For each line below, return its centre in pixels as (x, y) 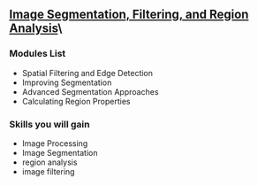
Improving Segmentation (67, 82)
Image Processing (55, 143)
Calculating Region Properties (76, 101)
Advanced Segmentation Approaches (90, 91)
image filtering (48, 171)
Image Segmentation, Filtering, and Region (129, 15)
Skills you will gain (49, 124)
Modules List (38, 54)
